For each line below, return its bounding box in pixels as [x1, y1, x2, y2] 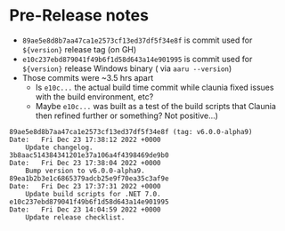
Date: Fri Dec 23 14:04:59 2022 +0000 [9, 205, 162, 214]
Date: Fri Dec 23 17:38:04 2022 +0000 [9, 158, 162, 167]
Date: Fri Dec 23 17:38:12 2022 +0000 [9, 135, 162, 144]
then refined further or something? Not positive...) [35, 110, 218, 121]
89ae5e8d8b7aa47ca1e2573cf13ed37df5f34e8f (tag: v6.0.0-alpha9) [9, 127, 253, 136]
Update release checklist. [25, 212, 126, 222]
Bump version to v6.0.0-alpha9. [25, 166, 145, 175]
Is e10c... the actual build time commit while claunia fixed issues [35, 82, 274, 92]
